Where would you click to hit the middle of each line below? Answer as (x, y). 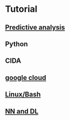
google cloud (26, 78)
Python (17, 44)
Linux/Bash (23, 95)
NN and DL (22, 111)
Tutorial (21, 9)
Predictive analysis (35, 27)
